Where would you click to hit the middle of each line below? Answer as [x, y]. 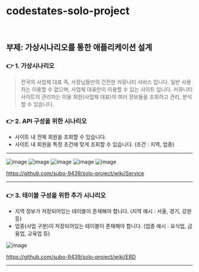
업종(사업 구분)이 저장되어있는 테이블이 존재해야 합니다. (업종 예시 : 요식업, [100, 226]
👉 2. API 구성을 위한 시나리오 [46, 121]
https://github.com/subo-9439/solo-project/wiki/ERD [71, 257]
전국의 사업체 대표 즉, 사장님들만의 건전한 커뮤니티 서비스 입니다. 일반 [100, 82]
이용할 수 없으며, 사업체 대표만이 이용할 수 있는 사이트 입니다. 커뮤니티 [112, 89]
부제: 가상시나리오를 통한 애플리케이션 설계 [79, 48]
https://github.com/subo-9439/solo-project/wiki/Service [75, 173]
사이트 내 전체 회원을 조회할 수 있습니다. [60, 137]
